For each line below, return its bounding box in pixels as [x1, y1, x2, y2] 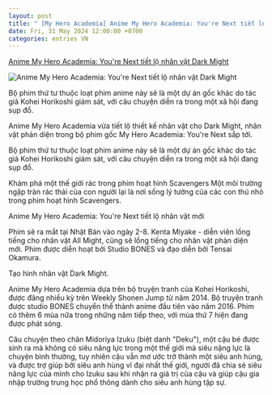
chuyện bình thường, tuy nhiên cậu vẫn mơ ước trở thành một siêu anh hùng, [8, 352, 263, 362]
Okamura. [8, 253, 41, 263]
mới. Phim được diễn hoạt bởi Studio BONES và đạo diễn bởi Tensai [8, 244, 232, 254]
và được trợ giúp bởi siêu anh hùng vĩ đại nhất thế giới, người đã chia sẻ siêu [8, 360, 262, 370]
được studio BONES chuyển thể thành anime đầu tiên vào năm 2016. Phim [8, 302, 255, 311]
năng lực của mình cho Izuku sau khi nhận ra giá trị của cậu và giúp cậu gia [8, 369, 260, 379]
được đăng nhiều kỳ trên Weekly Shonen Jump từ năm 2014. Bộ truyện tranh [8, 293, 263, 303]
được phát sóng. [8, 319, 63, 328]
